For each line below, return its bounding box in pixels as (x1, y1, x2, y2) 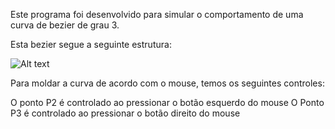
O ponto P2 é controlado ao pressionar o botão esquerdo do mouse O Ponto (10, 97, 325, 108)
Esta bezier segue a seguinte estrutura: (10, 39, 172, 50)
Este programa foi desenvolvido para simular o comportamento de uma (10, 9, 304, 20)
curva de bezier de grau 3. (10, 19, 120, 31)
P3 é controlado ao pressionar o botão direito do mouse (10, 107, 241, 119)
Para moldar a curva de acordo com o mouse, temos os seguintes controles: (10, 77, 325, 89)
